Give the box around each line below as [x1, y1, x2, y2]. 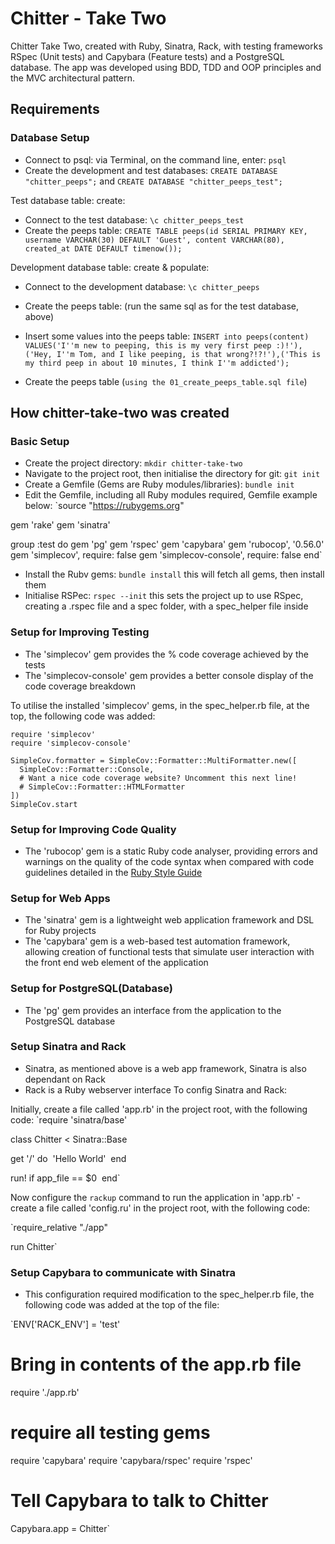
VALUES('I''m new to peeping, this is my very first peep [24, 340, 272, 351]
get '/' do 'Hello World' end [10, 1152, 127, 1164]
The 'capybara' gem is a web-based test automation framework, [24, 935, 291, 947]
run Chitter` [10, 1240, 58, 1252]
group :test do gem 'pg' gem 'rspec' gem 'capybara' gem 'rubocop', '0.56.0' [10, 538, 325, 551]
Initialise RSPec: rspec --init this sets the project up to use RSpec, [24, 590, 304, 602]
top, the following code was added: [10, 710, 156, 722]
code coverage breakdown [24, 680, 137, 692]
